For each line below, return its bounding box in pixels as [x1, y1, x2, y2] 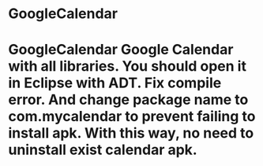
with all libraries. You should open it [8, 57, 247, 76]
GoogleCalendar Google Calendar [8, 41, 234, 59]
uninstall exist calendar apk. [8, 141, 197, 159]
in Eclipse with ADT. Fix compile [8, 74, 222, 92]
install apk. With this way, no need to [8, 124, 254, 142]
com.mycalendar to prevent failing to [8, 108, 256, 126]
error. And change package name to [8, 91, 249, 109]
